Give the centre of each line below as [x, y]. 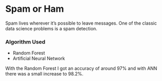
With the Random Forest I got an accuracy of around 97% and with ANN [81, 68]
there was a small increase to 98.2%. [44, 74]
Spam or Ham [35, 9]
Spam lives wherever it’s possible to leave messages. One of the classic [81, 23]
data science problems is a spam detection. [51, 28]
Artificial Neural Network [39, 58]
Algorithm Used [25, 42]
